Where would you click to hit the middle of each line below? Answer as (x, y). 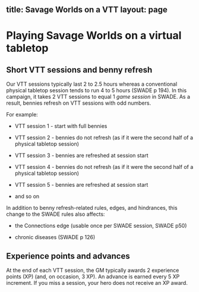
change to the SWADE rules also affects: (56, 214)
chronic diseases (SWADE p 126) (55, 237)
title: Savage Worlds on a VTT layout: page (87, 10)
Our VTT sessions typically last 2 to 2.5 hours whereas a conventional (92, 84)
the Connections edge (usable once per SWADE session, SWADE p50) (101, 226)
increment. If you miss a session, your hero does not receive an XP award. (97, 283)
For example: (22, 115)
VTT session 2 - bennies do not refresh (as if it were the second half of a (104, 138)
